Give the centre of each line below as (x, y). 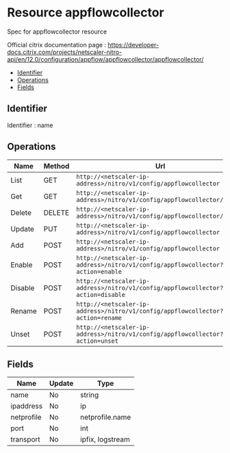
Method (56, 166)
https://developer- (133, 44)
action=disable (101, 295)
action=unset (97, 341)
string (89, 395)
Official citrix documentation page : (57, 44)
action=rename (99, 318)
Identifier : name (30, 125)
